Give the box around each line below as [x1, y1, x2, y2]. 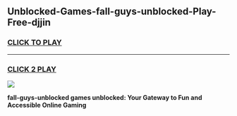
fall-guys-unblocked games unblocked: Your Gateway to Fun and [7, 93, 202, 101]
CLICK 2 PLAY [7, 64, 56, 74]
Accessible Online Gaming [7, 101, 87, 109]
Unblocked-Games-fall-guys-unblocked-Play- [7, 6, 217, 18]
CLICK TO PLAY [7, 38, 62, 48]
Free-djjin [7, 17, 51, 29]
